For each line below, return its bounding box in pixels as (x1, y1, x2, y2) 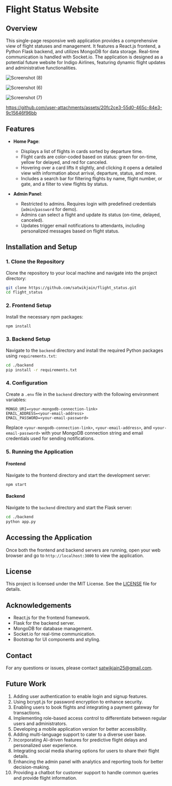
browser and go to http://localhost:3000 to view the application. (6, 552, 144, 559)
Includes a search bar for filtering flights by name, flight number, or (20, 175, 163, 181)
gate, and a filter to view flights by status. (20, 181, 109, 187)
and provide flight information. (13, 775, 77, 781)
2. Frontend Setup (6, 302, 52, 309)
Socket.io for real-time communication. (13, 631, 96, 637)
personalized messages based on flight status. (20, 228, 120, 234)
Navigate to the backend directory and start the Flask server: (6, 504, 132, 511)
